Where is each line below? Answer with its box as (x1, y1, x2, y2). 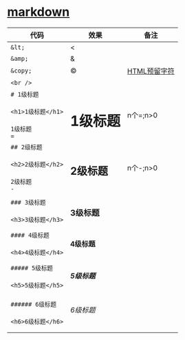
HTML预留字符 (127, 66, 175, 76)
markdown (7, 4, 70, 20)
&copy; (10, 66, 32, 75)
